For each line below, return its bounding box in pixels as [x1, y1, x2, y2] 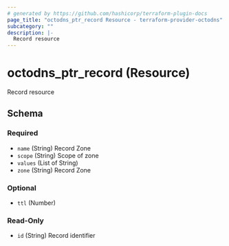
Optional [7, 183, 36, 192]
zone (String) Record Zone [17, 166, 91, 174]
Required [7, 128, 39, 138]
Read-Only [7, 216, 45, 225]
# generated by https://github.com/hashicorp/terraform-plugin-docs [7, 10, 208, 17]
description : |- [7, 29, 54, 36]
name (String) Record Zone [17, 144, 91, 152]
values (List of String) [17, 159, 78, 167]
